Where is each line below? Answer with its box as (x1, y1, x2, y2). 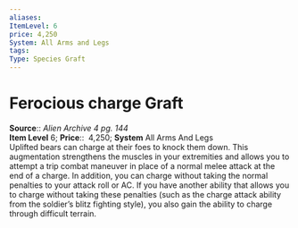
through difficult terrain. (9, 207, 96, 219)
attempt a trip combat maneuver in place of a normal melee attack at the (9, 160, 276, 171)
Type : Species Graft (9, 55, 87, 63)
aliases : (9, 13, 42, 22)
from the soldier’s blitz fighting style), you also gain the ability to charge (9, 198, 273, 209)
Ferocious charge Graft (9, 93, 184, 114)
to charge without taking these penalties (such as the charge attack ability (9, 189, 282, 199)
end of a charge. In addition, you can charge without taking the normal (9, 170, 269, 181)
